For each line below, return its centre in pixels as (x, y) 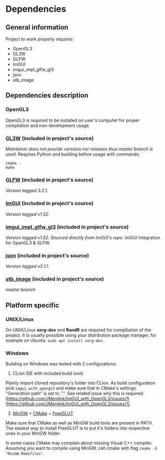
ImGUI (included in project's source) (50, 203)
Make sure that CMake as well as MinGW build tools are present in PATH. (79, 423)
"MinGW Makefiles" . (25, 454)
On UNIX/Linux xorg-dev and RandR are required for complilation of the (78, 330)
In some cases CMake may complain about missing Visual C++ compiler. (79, 443)
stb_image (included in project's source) (55, 279)
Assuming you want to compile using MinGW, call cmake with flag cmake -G (82, 448)
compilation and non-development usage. (48, 125)
